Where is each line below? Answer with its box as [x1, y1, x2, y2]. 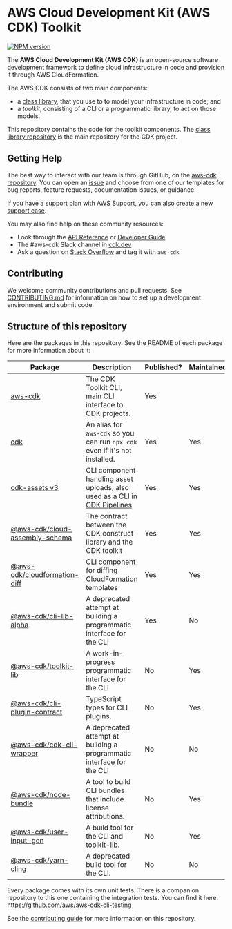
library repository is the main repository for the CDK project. [7, 133, 178, 141]
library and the [86, 537, 133, 547]
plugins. [86, 712, 112, 721]
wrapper [10, 749, 39, 759]
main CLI [86, 391, 115, 401]
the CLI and [86, 832, 124, 841]
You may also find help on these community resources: [7, 219, 164, 228]
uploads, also [86, 483, 129, 493]
